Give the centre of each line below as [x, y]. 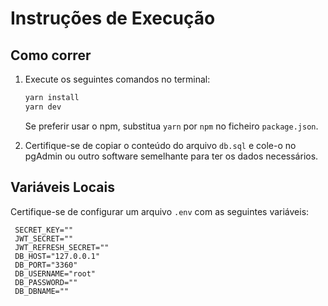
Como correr [51, 55]
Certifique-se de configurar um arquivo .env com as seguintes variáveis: [160, 211]
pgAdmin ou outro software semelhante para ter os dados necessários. [171, 156]
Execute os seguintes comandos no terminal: [117, 79]
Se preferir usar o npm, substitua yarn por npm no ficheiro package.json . [171, 126]
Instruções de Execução [113, 18]
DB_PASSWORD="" [46, 282]
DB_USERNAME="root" [55, 273]
